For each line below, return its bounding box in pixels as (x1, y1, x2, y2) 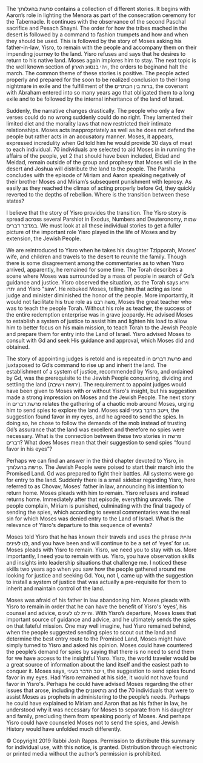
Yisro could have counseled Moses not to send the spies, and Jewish (6, 719, 179, 726)
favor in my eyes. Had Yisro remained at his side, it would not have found (6, 674, 188, 681)
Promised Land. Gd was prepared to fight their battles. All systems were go (6, 470, 194, 477)
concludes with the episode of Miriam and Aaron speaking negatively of (6, 172, 186, 178)
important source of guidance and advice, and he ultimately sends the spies (6, 616, 196, 623)
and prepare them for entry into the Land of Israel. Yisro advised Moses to (6, 331, 191, 337)
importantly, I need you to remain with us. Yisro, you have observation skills (6, 553, 195, 560)
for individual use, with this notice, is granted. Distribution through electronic (6, 744, 198, 751)
